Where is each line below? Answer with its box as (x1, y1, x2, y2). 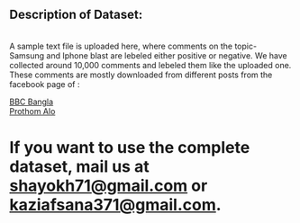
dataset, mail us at (9, 156, 150, 176)
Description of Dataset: (9, 7, 143, 22)
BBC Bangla (9, 96, 54, 107)
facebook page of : (9, 78, 80, 89)
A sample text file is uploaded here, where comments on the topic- (9, 40, 258, 51)
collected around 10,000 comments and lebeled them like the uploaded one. (9, 59, 292, 70)
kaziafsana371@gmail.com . (9, 195, 223, 215)
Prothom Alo (9, 105, 56, 116)
